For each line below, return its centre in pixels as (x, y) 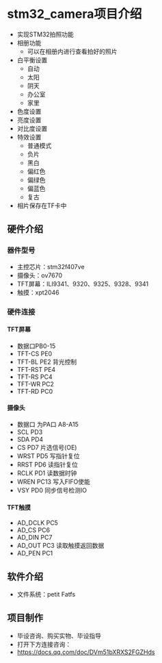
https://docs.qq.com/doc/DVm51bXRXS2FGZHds (86, 652)
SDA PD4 (30, 439)
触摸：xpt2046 (38, 292)
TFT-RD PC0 (35, 391)
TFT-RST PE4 (36, 369)
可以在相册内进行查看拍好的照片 (72, 51)
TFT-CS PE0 (35, 353)
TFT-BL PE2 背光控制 (47, 362)
